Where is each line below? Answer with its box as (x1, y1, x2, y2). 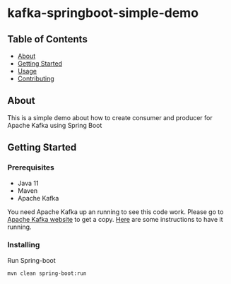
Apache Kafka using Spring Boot (7, 121, 102, 129)
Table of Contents (7, 33, 88, 45)
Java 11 (17, 179, 39, 187)
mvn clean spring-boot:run (7, 270, 87, 277)
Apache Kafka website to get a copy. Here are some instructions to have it (7, 215, 223, 223)
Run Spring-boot (7, 256, 57, 264)
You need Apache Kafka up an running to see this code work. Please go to (7, 207, 224, 216)
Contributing (17, 74, 54, 83)
